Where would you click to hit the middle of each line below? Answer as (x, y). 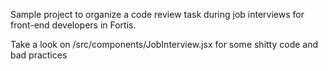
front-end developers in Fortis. (73, 25)
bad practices (39, 55)
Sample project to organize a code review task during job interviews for (157, 14)
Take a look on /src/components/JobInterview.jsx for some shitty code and (164, 44)
